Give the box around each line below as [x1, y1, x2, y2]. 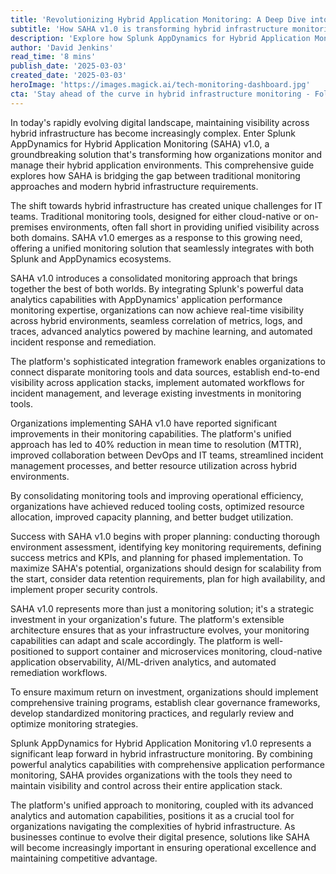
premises [10, 221, 49, 233]
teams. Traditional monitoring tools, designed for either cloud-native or [10, 210, 302, 222]
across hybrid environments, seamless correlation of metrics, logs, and [10, 314, 303, 326]
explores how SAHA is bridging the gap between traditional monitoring [10, 169, 301, 181]
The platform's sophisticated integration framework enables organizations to [10, 355, 326, 367]
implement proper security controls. [10, 583, 158, 595]
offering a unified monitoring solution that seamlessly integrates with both [10, 242, 315, 254]
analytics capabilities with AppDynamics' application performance [10, 293, 283, 305]
